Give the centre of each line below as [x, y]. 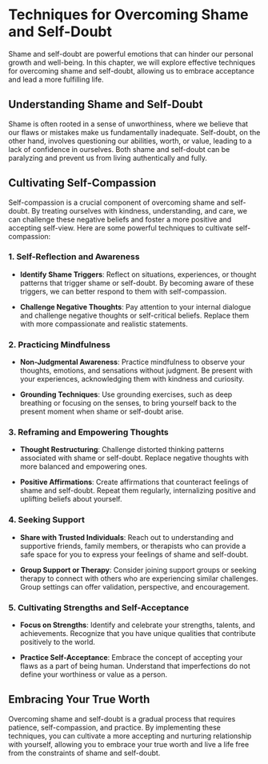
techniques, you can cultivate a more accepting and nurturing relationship [130, 736]
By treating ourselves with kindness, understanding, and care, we [140, 210]
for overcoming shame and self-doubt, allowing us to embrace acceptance [131, 70]
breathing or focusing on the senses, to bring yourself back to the [128, 403]
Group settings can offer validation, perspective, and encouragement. [135, 586]
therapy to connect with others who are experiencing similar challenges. [139, 578]
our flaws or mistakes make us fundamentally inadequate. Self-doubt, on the [134, 132]
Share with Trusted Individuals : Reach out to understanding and [127, 537]
